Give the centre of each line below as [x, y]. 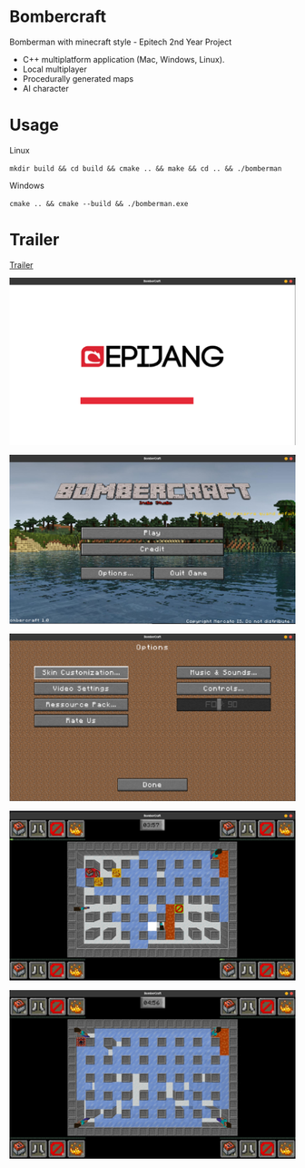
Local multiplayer [55, 69]
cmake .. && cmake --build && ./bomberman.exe [99, 203]
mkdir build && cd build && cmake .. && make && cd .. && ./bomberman [146, 168]
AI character [46, 88]
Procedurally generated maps [78, 78]
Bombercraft [58, 17]
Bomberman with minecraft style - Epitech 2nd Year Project [121, 42]
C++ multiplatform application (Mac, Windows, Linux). [123, 59]
